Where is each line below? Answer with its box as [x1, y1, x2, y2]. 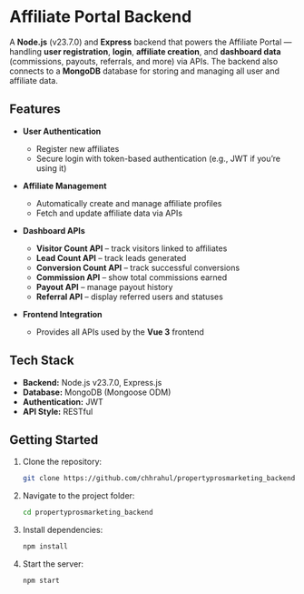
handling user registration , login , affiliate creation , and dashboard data [9, 45, 281, 56]
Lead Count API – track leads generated [35, 252, 187, 263]
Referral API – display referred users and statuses [35, 291, 224, 302]
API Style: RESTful [22, 406, 93, 417]
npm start [22, 576, 61, 585]
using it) [35, 162, 67, 174]
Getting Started [9, 432, 99, 448]
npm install [22, 542, 68, 551]
